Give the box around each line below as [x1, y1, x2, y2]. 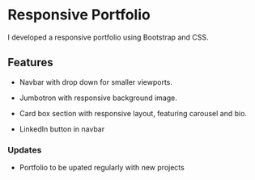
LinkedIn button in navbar [19, 123, 105, 134]
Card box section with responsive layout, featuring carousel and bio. [19, 108, 248, 118]
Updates [7, 144, 42, 155]
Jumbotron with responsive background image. [19, 93, 177, 103]
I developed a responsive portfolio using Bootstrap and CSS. [7, 32, 209, 42]
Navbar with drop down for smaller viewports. [19, 77, 173, 86]
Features [7, 56, 53, 69]
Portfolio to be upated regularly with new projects [19, 163, 185, 173]
